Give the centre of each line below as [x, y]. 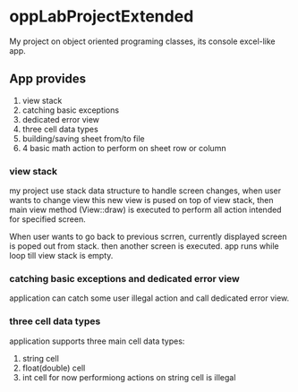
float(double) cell [54, 368]
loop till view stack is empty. [61, 256]
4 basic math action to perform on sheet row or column [124, 148]
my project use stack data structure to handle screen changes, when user [145, 191]
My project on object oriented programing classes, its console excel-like [142, 41]
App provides [48, 79]
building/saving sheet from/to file [83, 138]
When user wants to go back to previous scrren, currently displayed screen [148, 237]
